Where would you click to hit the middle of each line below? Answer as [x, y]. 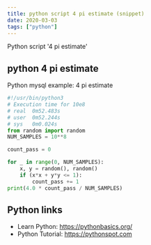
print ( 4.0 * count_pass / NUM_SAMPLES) [65, 188]
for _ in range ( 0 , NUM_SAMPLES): [56, 162]
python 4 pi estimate [53, 68]
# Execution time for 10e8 [46, 105]
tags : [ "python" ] [32, 27]
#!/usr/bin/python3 [35, 98]
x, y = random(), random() [59, 169]
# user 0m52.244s [34, 117]
